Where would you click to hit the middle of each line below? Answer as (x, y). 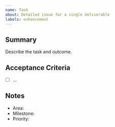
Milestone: (24, 113)
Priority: (21, 118)
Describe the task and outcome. (39, 52)
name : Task (17, 10)
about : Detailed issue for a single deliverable (58, 15)
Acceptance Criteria (38, 68)
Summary (21, 40)
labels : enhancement (27, 19)
